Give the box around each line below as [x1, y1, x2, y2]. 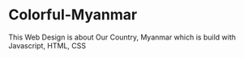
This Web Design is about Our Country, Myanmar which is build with [8, 32, 237, 42]
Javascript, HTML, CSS [8, 40, 87, 50]
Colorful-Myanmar [8, 6, 138, 24]
